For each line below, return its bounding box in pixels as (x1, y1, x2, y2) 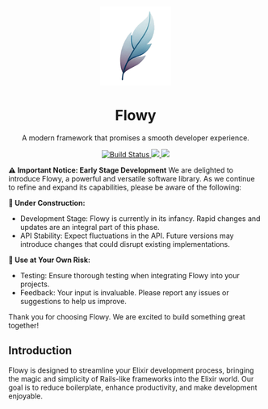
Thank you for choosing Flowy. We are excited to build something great (8, 311, 246, 321)
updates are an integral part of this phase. (19, 222, 160, 232)
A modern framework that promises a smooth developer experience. (21, 132, 250, 143)
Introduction (8, 344, 73, 357)
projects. (19, 279, 50, 289)
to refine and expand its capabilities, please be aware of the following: (8, 182, 242, 192)
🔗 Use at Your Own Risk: (8, 255, 91, 265)
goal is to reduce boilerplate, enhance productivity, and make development (8, 382, 258, 392)
